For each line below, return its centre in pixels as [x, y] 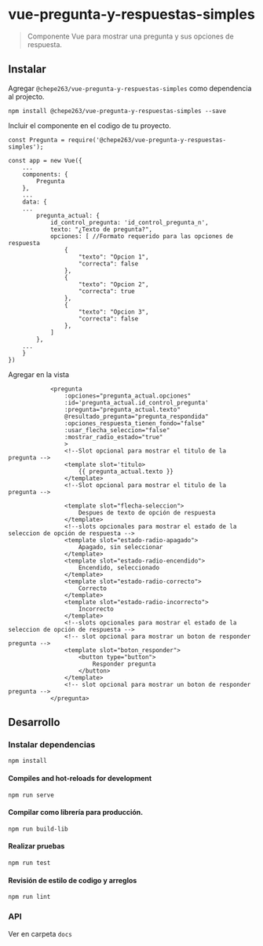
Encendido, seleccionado [119, 567]
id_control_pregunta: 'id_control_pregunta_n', [130, 222]
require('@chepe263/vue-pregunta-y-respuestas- [147, 140]
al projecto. [26, 97]
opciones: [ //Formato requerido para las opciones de [142, 236]
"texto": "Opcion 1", [113, 257]
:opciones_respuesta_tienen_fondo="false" [135, 423]
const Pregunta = [37, 140]
